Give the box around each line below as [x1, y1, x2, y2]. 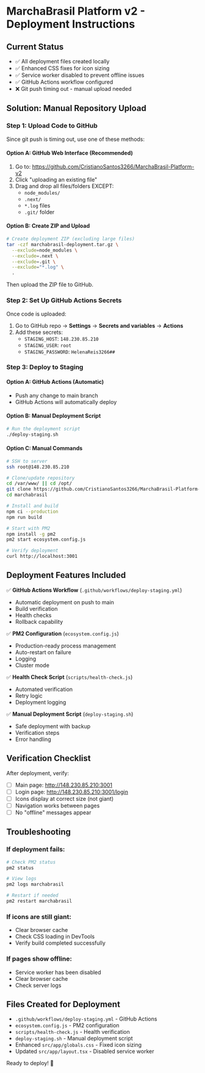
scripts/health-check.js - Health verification [15, 1028, 130, 1036]
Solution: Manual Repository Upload [6, 103, 146, 114]
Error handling [15, 735, 51, 743]
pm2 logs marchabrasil [6, 881, 64, 887]
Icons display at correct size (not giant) [15, 795, 114, 802]
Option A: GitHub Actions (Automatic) [6, 378, 104, 386]
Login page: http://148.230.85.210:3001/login [15, 788, 129, 795]
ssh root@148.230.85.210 [6, 464, 70, 470]
